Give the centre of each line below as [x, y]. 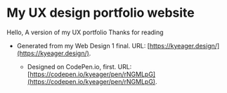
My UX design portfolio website [100, 13]
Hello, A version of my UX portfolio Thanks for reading [85, 32]
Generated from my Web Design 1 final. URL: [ [83, 45]
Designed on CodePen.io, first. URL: [79, 66]
